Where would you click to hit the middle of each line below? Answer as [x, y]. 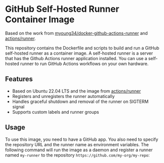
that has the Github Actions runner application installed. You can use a [76, 58]
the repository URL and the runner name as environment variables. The [77, 144]
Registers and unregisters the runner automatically [63, 96]
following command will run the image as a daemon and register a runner [79, 150]
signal [18, 106]
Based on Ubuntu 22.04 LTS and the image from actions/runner [76, 91]
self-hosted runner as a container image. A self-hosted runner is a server [79, 53]
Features [19, 79]
